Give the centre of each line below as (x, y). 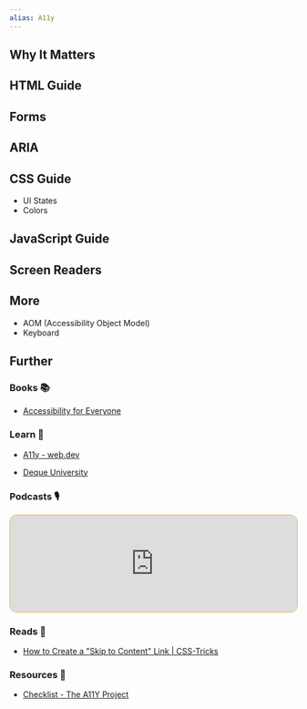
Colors (35, 210)
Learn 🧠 (27, 435)
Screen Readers (56, 270)
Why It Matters (52, 55)
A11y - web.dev (51, 454)
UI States (40, 200)
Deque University (55, 472)
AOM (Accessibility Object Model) (86, 323)
